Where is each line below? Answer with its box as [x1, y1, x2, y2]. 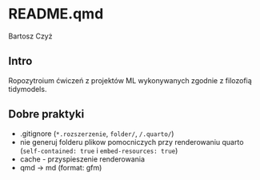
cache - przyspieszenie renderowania [19, 154, 146, 164]
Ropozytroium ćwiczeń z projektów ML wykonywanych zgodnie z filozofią [8, 75, 252, 85]
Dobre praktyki [8, 107, 85, 121]
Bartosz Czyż [8, 31, 53, 41]
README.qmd [8, 5, 104, 23]
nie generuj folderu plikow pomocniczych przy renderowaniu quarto [19, 137, 244, 146]
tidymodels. [8, 84, 47, 94]
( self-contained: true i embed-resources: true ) [19, 146, 178, 155]
